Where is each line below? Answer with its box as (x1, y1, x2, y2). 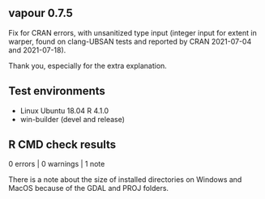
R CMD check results (8, 138, 117, 152)
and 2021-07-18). (8, 44, 66, 55)
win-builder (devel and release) (19, 114, 126, 124)
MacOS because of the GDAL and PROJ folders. (8, 184, 169, 193)
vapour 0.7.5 (8, 6, 73, 20)
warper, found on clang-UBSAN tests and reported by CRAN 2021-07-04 (8, 36, 252, 46)
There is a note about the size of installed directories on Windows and (8, 175, 242, 184)
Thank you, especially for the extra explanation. (8, 61, 168, 70)
